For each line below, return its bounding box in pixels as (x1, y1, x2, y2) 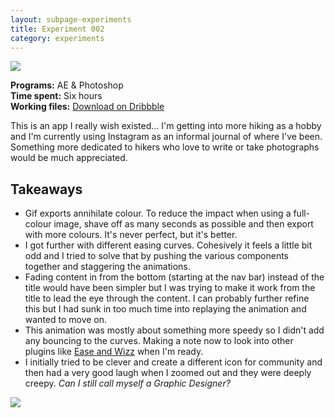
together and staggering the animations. (24, 261, 191, 273)
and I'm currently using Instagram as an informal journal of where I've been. (10, 131, 323, 143)
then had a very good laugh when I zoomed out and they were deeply (24, 367, 312, 379)
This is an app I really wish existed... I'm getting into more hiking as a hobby (10, 120, 322, 132)
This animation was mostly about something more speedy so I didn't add (24, 324, 325, 336)
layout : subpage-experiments (10, 14, 132, 25)
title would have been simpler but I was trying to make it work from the (24, 282, 316, 294)
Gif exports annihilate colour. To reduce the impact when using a (24, 207, 292, 220)
